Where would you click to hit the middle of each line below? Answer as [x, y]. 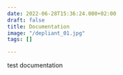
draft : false [26, 20]
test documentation [35, 65]
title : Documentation [39, 26]
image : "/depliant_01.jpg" [46, 33]
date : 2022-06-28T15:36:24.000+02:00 [62, 14]
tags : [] [20, 40]
